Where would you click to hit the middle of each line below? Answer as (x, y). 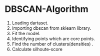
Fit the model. (26, 33)
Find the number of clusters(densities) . (52, 44)
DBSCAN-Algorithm (46, 9)
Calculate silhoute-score (37, 49)
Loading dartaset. (30, 23)
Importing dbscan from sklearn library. (51, 28)
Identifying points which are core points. (53, 39)
